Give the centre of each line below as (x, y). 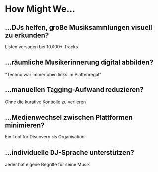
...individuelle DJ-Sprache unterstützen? (70, 152)
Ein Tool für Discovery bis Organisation (45, 137)
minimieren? (25, 125)
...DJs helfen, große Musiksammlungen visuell (79, 27)
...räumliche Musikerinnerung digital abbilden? (79, 63)
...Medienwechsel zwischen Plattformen (69, 117)
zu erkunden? (27, 35)
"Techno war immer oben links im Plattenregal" (53, 74)
